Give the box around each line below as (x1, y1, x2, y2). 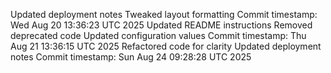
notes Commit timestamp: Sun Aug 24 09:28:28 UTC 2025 (10, 51, 252, 63)
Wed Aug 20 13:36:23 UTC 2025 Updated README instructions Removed (10, 19, 313, 31)
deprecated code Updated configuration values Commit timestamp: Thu (10, 30, 307, 41)
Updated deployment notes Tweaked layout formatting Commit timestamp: (10, 9, 318, 20)
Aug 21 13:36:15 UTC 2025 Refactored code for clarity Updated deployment (10, 40, 322, 52)
